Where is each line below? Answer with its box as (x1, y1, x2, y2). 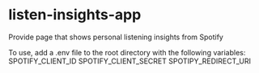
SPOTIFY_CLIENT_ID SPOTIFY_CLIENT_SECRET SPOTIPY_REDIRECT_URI (8, 56, 252, 66)
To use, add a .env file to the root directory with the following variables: (8, 47, 246, 57)
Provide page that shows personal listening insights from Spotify (8, 32, 224, 42)
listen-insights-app (8, 6, 142, 24)
